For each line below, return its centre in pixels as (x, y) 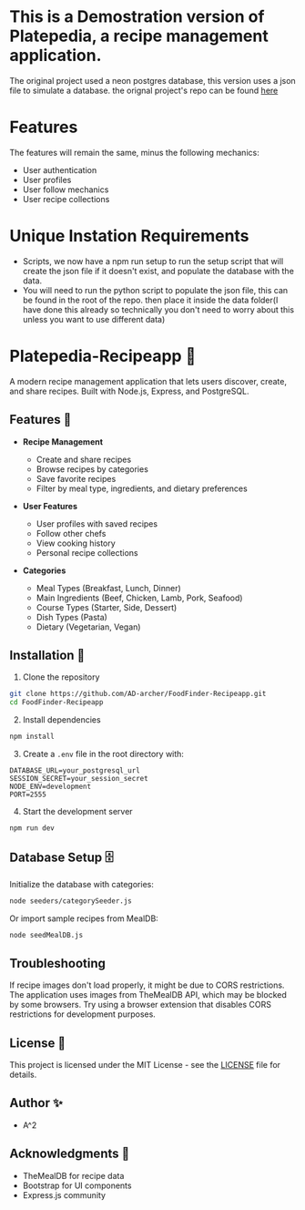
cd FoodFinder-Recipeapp (56, 702)
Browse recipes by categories (92, 469)
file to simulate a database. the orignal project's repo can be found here (144, 90)
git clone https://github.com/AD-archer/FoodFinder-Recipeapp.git (138, 694)
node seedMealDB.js (46, 935)
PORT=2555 (28, 795)
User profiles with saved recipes (97, 523)
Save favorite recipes (76, 478)
